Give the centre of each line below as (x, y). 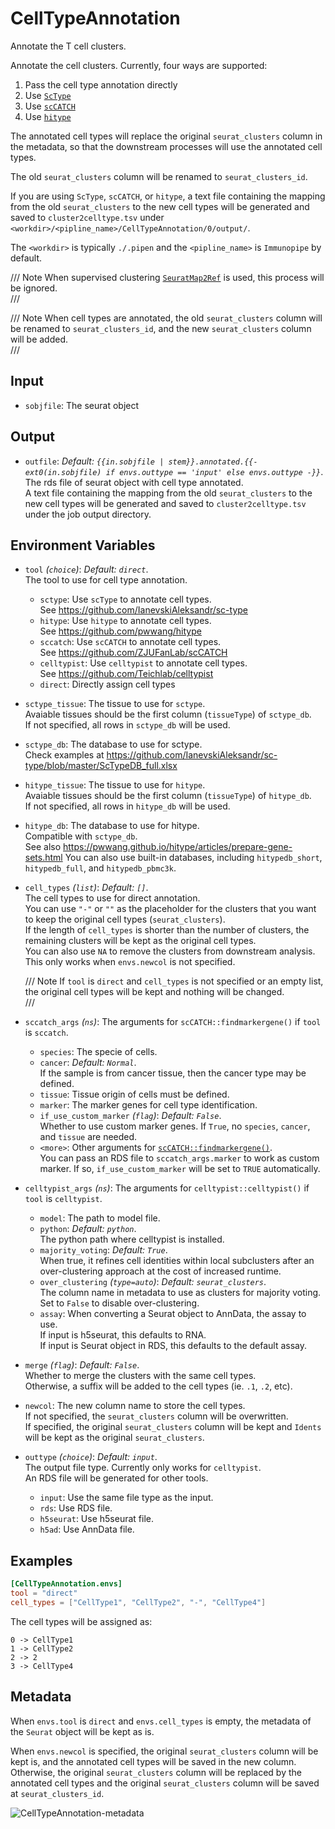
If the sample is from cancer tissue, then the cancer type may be (173, 1073)
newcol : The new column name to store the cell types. (135, 1406)
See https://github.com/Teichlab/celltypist (126, 674)
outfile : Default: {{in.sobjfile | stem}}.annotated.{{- (141, 461)
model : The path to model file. (100, 1218)
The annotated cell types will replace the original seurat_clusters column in (166, 136)
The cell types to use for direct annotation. (112, 898)
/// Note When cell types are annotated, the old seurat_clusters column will (166, 318)
